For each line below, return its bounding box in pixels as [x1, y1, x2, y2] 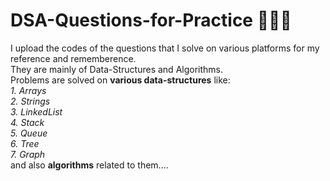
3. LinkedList [10, 105, 63, 118]
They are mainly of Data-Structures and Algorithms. [10, 63, 223, 75]
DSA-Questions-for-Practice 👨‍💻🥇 [10, 9, 292, 32]
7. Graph [10, 148, 46, 160]
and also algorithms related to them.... [10, 159, 169, 171]
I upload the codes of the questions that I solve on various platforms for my [10, 42, 320, 54]
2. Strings [10, 95, 51, 107]
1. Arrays [10, 84, 47, 96]
